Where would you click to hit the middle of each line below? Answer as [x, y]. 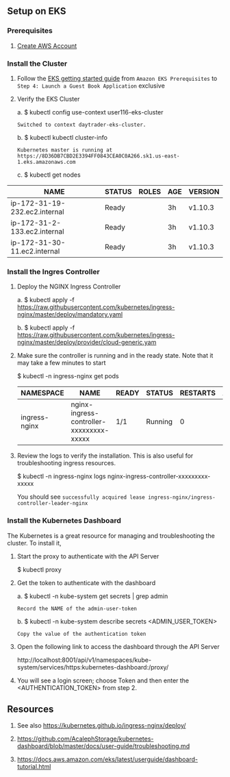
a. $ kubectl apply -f [46, 300]
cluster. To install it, [34, 543]
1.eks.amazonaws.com [46, 162]
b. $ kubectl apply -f [46, 328]
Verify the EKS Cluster [48, 99]
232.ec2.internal [37, 212]
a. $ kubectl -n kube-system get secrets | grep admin [92, 596]
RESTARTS [198, 393]
